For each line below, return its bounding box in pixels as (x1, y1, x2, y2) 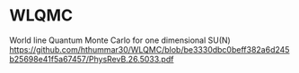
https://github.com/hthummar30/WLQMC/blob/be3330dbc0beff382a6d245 (9, 44, 290, 54)
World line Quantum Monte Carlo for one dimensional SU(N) (9, 35, 231, 45)
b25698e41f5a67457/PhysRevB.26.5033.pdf (9, 53, 174, 64)
